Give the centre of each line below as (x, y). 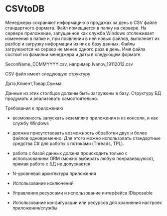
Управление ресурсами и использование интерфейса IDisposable (83, 192)
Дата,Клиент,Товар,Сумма (33, 83)
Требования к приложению (34, 108)
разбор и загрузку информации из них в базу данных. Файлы (70, 43)
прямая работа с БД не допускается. (52, 163)
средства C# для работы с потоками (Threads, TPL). (68, 143)
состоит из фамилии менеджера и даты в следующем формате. (74, 54)
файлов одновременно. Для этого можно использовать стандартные (86, 138)
